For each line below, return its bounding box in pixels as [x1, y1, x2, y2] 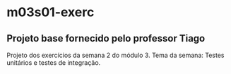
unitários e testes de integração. [6, 58, 101, 67]
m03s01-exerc [6, 4, 95, 20]
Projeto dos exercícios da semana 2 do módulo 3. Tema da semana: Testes [6, 51, 225, 59]
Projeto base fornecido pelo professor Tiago [6, 32, 206, 44]
